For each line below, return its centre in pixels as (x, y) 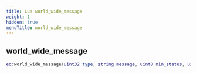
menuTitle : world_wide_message (44, 28)
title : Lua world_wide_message (44, 11)
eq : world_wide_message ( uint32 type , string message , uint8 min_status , (95, 64)
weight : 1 (18, 17)
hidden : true (22, 22)
